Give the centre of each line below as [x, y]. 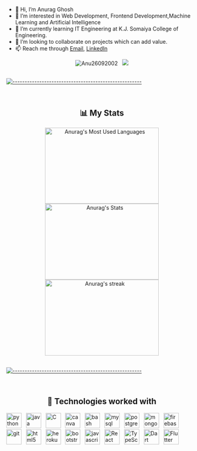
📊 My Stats [102, 113]
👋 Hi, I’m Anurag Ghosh [44, 9]
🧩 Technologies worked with [102, 401]
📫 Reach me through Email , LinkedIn [61, 48]
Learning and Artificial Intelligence [58, 22]
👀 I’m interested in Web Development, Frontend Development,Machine [103, 16]
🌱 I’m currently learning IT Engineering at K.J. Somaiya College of [97, 29]
